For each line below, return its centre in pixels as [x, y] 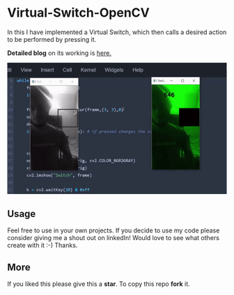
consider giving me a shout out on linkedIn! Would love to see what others [113, 238]
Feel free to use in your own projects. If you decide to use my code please [114, 230]
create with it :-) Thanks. [42, 246]
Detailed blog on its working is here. [59, 53]
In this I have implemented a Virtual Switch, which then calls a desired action [117, 32]
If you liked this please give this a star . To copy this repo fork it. [99, 284]
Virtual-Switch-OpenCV [78, 13]
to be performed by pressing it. [52, 39]
